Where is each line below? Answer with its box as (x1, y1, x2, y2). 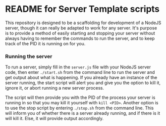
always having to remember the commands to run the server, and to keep (5, 35, 155, 41)
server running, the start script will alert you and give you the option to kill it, (5, 80, 161, 86)
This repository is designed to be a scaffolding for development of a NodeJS (5, 20, 162, 26)
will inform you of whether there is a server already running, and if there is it (5, 110, 160, 116)
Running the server (5, 53, 53, 60)
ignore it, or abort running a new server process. (5, 85, 104, 91)
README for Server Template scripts (5, 3, 160, 15)
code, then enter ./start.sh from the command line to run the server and (5, 69, 155, 75)
